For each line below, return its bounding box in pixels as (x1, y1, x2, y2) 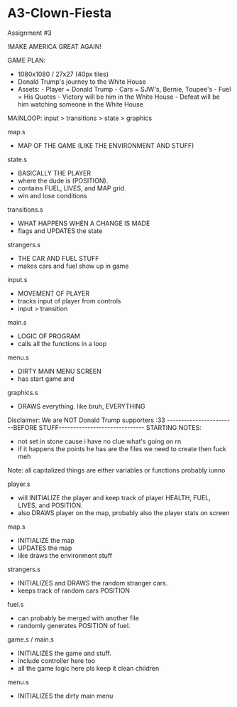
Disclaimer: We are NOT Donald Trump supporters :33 (7, 416, 165, 424)
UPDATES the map (17, 544, 72, 552)
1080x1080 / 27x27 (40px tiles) (17, 70, 109, 78)
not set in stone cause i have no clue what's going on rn (17, 437, 182, 446)
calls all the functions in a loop (17, 339, 107, 347)
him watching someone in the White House (17, 99, 144, 108)
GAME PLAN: (7, 55, 46, 65)
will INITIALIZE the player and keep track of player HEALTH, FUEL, (17, 493, 211, 502)
